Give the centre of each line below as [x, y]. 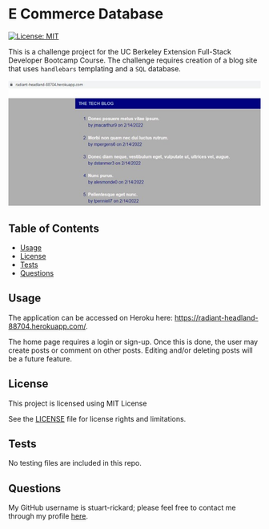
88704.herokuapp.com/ [47, 326]
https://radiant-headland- [217, 317]
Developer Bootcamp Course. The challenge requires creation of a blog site [133, 60]
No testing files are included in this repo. [75, 463]
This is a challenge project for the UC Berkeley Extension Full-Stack [120, 51]
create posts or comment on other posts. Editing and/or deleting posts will [131, 350]
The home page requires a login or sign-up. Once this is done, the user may [133, 341]
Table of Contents [54, 228]
